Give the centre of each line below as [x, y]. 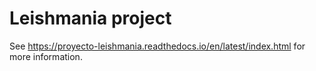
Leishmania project [90, 18]
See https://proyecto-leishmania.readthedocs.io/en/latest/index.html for [157, 46]
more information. [46, 56]
